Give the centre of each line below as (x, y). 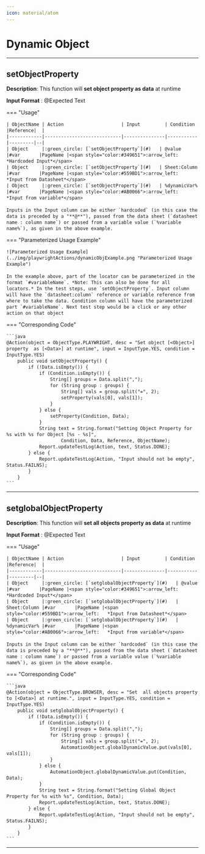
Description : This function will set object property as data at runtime (94, 89)
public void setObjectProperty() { (63, 361)
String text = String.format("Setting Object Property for (115, 429)
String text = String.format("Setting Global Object (107, 790)
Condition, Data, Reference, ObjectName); (116, 441)
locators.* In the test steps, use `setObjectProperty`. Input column (98, 289)
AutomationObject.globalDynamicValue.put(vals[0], (126, 747)
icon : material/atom (33, 13)
